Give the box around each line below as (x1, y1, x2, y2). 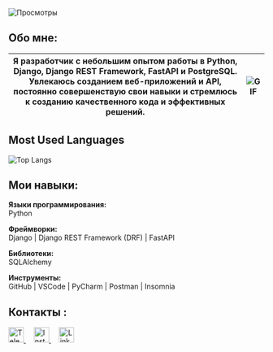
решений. (105, 106, 145, 117)
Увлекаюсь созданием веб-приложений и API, (28, 76, 222, 87)
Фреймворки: (8, 224, 58, 234)
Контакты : (8, 305, 67, 319)
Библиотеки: (8, 249, 54, 259)
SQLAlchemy (8, 257, 53, 267)
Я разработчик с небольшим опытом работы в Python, (13, 55, 238, 67)
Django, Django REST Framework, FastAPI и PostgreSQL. (13, 65, 237, 76)
